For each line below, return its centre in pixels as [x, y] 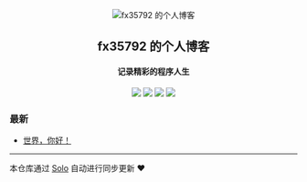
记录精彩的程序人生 [153, 71]
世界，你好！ [47, 140]
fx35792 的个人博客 [153, 47]
